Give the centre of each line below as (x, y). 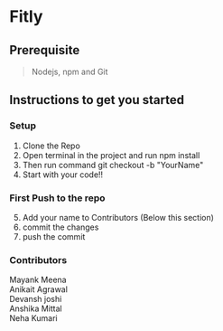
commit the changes (60, 227)
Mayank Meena (38, 280)
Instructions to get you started (97, 100)
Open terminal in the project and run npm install (111, 155)
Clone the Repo (51, 146)
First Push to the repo (57, 198)
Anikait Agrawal (38, 289)
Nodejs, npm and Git (70, 71)
